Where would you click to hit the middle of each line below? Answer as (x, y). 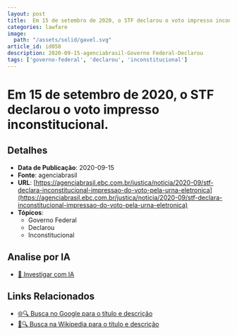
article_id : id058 (34, 47)
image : (17, 33)
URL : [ (27, 182)
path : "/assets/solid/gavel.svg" (63, 40)
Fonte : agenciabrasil (47, 175)
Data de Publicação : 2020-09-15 (66, 167)
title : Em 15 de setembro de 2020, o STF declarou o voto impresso (110, 20)
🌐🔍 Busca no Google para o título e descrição (85, 314)
